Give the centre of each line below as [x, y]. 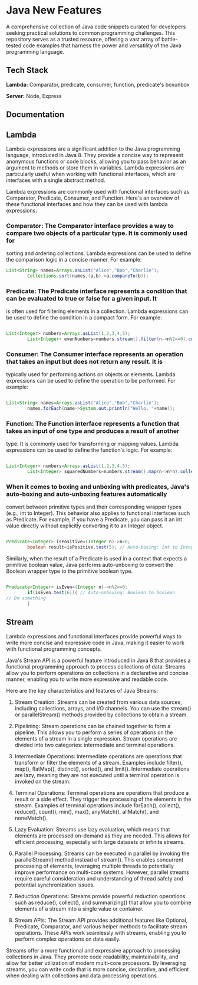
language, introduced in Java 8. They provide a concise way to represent [95, 155]
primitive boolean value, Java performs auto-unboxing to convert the [90, 565]
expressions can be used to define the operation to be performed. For [91, 381]
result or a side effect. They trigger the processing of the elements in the [103, 799]
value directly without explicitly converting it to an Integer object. [85, 526]
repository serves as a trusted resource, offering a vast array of [83, 39]
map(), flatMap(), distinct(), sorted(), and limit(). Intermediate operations [102, 769]
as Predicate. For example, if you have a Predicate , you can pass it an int [94, 520]
